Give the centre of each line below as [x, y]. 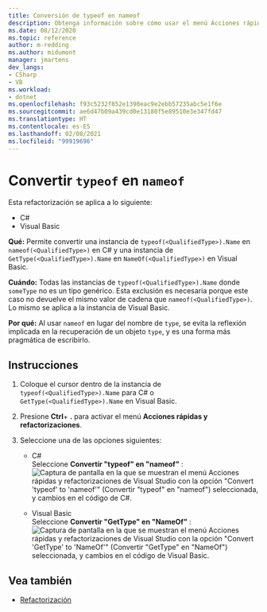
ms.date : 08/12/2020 [43, 30]
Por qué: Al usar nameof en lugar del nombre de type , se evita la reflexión [127, 323]
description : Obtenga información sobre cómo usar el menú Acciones [124, 23]
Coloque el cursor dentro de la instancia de [90, 384]
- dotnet [23, 97]
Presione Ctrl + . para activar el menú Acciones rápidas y [114, 416]
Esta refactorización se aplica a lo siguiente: [80, 203]
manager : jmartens [39, 60]
